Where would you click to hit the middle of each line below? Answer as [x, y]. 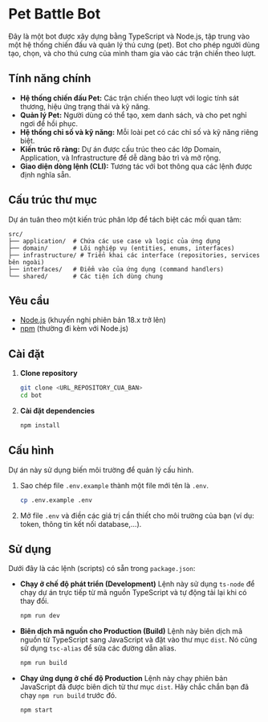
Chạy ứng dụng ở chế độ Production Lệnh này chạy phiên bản [124, 679]
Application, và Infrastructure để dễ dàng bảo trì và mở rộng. [120, 157]
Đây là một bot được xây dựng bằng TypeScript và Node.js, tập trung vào [129, 36]
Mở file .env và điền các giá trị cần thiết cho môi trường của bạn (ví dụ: [137, 516]
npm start [37, 710]
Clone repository [49, 373]
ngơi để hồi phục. [49, 123]
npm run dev [40, 616]
